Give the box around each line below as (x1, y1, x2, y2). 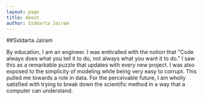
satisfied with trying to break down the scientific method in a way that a (6, 81, 185, 88)
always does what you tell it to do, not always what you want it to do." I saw (6, 55, 195, 62)
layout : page (6, 8, 40, 15)
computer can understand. (6, 87, 73, 95)
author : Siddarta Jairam (6, 20, 69, 26)
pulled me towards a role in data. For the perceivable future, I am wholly (6, 74, 187, 82)
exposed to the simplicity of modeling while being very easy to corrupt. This (6, 68, 197, 75)
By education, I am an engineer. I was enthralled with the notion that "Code (6, 48, 194, 56)
